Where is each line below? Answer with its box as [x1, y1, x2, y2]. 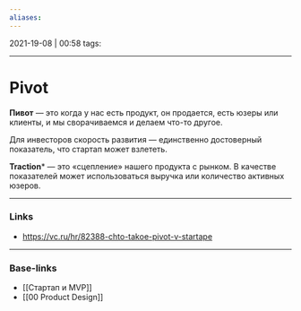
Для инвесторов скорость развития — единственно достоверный [9, 134, 262, 144]
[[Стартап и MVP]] [21, 282, 92, 293]
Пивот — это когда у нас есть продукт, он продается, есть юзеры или [9, 107, 279, 117]
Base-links [9, 262, 57, 274]
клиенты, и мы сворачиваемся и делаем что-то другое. [9, 117, 223, 127]
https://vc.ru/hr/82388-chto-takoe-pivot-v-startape [21, 230, 213, 242]
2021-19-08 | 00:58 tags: [9, 38, 102, 48]
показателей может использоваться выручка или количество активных [9, 170, 285, 181]
